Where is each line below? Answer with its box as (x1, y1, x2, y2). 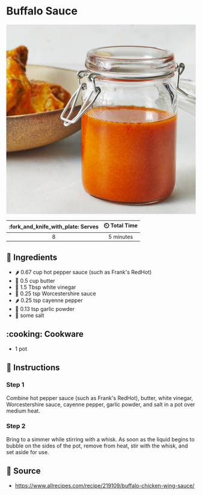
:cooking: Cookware (6, 329, 84, 339)
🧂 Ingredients (6, 252, 58, 262)
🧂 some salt (14, 312, 44, 319)
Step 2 (6, 422, 26, 431)
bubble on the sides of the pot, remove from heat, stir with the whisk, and (6, 442, 188, 449)
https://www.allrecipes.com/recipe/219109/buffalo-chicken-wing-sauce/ (14, 482, 195, 489)
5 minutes (108, 233, 133, 240)
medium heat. (6, 407, 40, 414)
